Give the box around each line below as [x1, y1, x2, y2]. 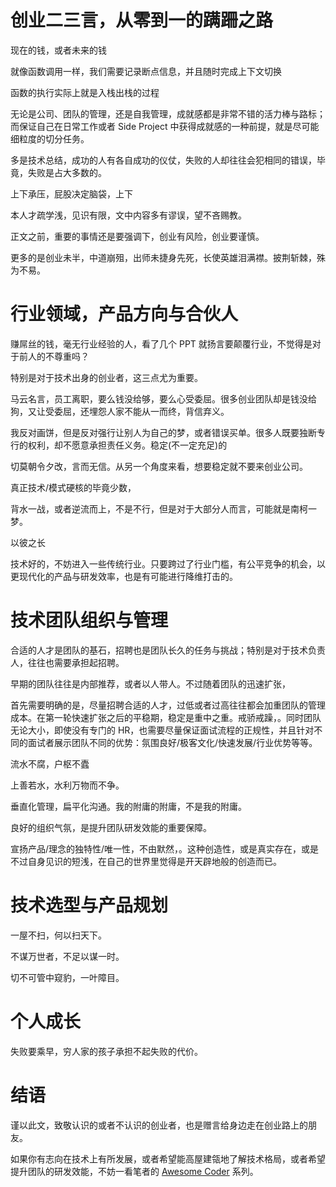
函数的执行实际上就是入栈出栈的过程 [10, 86, 160, 98]
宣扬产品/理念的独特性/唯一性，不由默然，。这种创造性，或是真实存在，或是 [10, 842, 320, 855]
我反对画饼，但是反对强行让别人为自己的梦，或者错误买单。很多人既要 [10, 426, 300, 438]
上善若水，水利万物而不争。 [10, 779, 125, 791]
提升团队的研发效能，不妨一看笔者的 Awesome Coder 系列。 [10, 1165, 259, 1177]
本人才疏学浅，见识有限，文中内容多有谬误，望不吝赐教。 [10, 209, 247, 221]
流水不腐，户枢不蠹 [10, 757, 90, 770]
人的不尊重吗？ [27, 350, 90, 362]
